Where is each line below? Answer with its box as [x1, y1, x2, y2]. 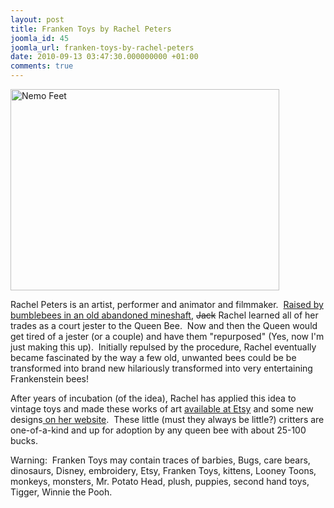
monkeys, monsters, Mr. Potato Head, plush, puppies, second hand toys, [10, 476, 310, 487]
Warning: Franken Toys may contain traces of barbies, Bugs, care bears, [10, 454, 311, 466]
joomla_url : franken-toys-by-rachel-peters [10, 42, 195, 53]
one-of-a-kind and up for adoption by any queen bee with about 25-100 [10, 424, 307, 436]
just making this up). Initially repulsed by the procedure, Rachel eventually [10, 341, 317, 353]
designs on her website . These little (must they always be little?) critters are [10, 414, 325, 425]
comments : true [10, 61, 74, 71]
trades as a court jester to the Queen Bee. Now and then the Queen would [10, 320, 318, 331]
